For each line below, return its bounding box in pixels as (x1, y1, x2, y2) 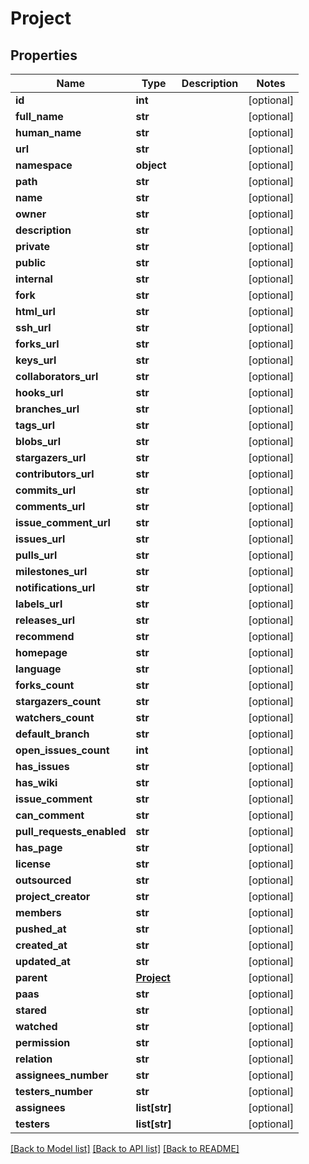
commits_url (15, 483, 77, 497)
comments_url (15, 500, 86, 513)
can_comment (15, 808, 85, 822)
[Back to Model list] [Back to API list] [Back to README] (10, 1143, 240, 1154)
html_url (15, 305, 56, 318)
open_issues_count (15, 743, 110, 757)
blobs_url (15, 435, 61, 448)
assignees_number (15, 1068, 109, 1082)
